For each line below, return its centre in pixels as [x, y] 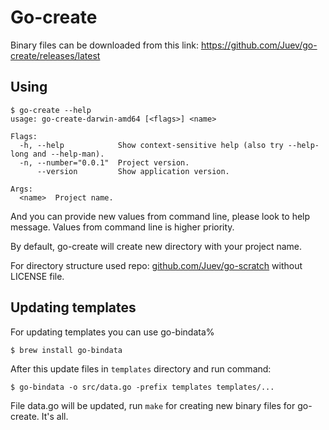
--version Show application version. [133, 171]
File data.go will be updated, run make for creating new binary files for [153, 405]
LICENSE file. [37, 276]
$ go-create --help [51, 110]
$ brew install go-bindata [66, 350]
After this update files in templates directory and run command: [141, 368]
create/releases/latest [55, 55]
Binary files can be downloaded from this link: [104, 45]
